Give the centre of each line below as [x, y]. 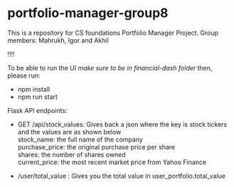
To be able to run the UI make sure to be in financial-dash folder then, [110, 68]
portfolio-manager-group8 [88, 13]
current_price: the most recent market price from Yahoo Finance [112, 162]
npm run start [38, 97]
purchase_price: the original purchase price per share [96, 146]
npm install [34, 89]
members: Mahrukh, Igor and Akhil [58, 40]
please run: [24, 75]
